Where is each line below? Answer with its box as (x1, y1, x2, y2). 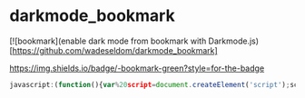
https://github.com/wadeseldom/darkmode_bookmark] (12, 44, 218, 55)
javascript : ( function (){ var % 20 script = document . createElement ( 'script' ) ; (9, 80, 290, 89)
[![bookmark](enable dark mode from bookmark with (9, 35, 207, 46)
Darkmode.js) (208, 35, 260, 46)
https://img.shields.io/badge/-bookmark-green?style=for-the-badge (9, 63, 265, 73)
